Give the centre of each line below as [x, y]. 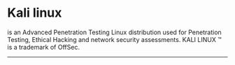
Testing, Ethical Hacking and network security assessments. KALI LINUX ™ [114, 39]
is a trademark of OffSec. [44, 47]
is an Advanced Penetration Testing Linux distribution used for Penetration [114, 32]
